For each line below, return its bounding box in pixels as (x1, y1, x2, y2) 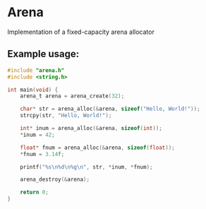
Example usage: (7, 48, 80, 60)
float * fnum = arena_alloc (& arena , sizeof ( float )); (20, 144, 175, 151)
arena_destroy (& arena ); (20, 176, 90, 184)
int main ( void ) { (7, 86, 59, 93)
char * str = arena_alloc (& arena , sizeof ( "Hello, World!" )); (20, 105, 200, 113)
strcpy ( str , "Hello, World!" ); (20, 112, 112, 119)
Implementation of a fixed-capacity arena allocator (7, 28, 155, 36)
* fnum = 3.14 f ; (20, 150, 65, 157)
